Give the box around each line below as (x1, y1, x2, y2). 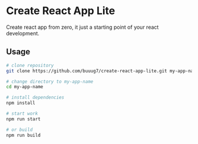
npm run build (6, 132, 41, 138)
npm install (6, 100, 35, 106)
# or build (6, 126, 33, 133)
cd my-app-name (6, 84, 44, 90)
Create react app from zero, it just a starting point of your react (6, 24, 159, 31)
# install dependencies (6, 95, 65, 101)
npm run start (6, 116, 41, 122)
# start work (6, 110, 38, 116)
